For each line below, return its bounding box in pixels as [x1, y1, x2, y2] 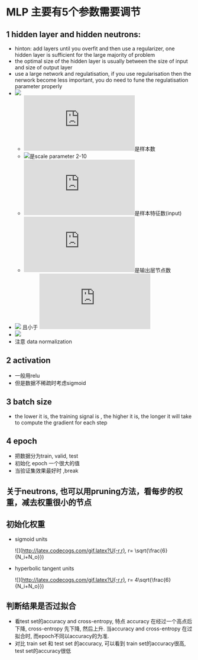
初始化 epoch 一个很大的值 [14, 460, 80, 467]
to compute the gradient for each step [14, 418, 108, 426]
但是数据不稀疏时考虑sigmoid [14, 379, 86, 387]
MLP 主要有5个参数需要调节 [6, 5, 141, 19]
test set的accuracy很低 [14, 648, 72, 655]
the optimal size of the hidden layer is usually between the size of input [14, 57, 188, 65]
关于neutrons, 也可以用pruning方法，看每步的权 [6, 486, 183, 496]
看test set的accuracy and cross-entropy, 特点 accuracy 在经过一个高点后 [14, 618, 193, 625]
